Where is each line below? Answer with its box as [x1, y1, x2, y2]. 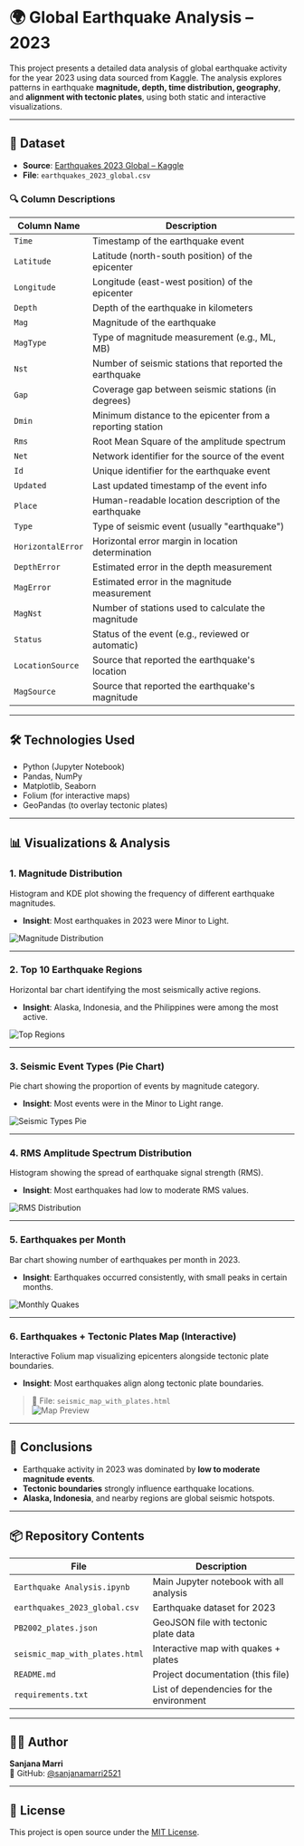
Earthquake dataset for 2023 [152, 1601, 276, 1613]
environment [152, 1694, 206, 1707]
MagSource [14, 687, 56, 697]
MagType [14, 338, 47, 349]
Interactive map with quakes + [152, 1641, 281, 1654]
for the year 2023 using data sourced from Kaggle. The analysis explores [9, 72, 282, 82]
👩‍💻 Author [9, 1735, 69, 1750]
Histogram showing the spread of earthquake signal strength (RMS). [9, 1168, 264, 1178]
